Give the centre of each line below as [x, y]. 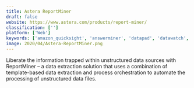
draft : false [22, 17]
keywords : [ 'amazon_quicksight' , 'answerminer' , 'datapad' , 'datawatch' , [98, 38]
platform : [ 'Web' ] [28, 33]
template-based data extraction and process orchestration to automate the [96, 72]
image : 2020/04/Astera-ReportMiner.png [54, 44]
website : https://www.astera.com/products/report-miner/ [77, 22]
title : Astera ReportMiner [39, 11]
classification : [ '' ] [32, 27]
